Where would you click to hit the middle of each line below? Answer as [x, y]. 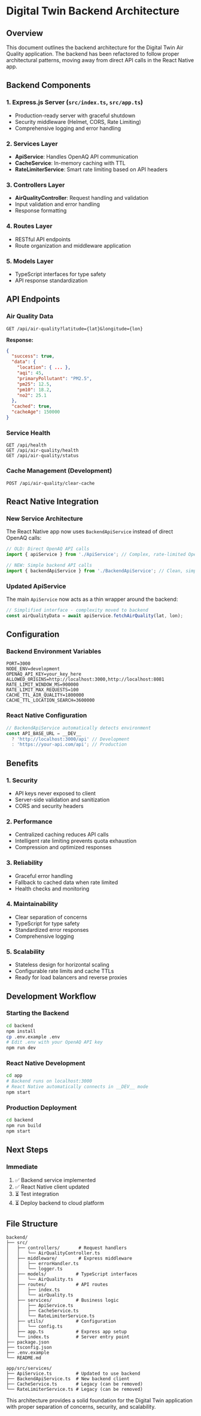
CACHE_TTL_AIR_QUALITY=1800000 [45, 695]
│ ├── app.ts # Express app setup [67, 1332]
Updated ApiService [36, 586]
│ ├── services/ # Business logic [63, 1300]
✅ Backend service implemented [55, 1180]
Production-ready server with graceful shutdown [75, 116]
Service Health [28, 433]
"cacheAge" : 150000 [36, 412]
